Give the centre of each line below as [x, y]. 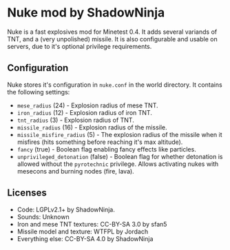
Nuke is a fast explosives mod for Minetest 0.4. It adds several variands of [112, 32]
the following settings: [39, 92]
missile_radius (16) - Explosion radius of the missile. [92, 127]
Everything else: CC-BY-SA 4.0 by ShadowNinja [85, 238]
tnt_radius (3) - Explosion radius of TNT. [75, 120]
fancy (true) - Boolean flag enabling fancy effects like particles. [106, 149]
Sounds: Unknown [43, 217]
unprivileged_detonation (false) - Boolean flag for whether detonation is [120, 156]
